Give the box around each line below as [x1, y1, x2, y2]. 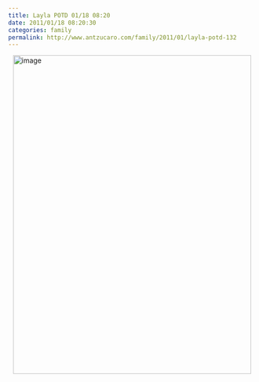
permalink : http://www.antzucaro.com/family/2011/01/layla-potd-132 [8, 33, 237, 42]
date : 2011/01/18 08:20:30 [8, 19, 97, 27]
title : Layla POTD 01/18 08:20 [8, 11, 111, 20]
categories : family [8, 26, 72, 34]
